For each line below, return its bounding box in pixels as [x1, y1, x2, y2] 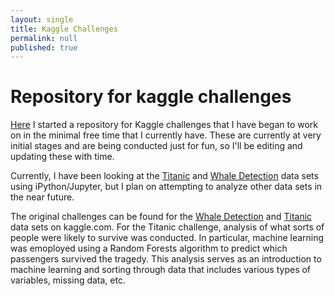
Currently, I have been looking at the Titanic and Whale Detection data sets [10, 170, 319, 182]
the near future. [10, 191, 75, 203]
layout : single [10, 14, 74, 25]
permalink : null [10, 33, 78, 43]
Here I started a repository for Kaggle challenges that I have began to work [10, 119, 319, 131]
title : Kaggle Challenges [10, 24, 118, 34]
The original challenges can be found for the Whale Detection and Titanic [10, 211, 313, 223]
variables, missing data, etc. [10, 274, 126, 286]
